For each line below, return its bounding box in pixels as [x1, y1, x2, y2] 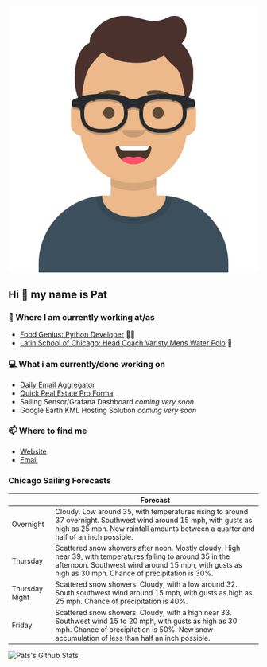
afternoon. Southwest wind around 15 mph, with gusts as [55, 560, 242, 570]
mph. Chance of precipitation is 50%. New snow [55, 624, 214, 634]
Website [19, 447, 48, 456]
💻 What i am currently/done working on [8, 359, 165, 370]
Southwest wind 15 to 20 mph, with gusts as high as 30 [55, 616, 238, 626]
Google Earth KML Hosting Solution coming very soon [19, 405, 197, 415]
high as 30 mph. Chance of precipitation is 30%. [55, 568, 214, 579]
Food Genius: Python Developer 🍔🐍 [19, 330, 136, 340]
